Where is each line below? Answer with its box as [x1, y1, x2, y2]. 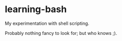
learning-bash [5, 4, 67, 15]
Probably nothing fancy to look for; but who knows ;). [5, 30, 117, 36]
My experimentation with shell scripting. [5, 20, 90, 26]
